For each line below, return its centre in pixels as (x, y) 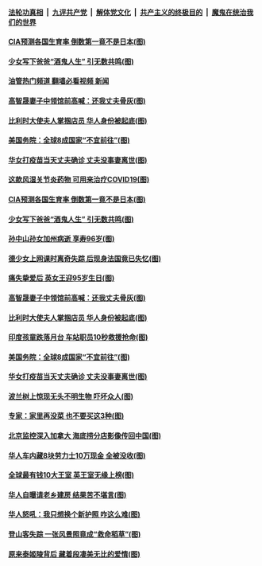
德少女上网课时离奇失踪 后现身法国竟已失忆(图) (85, 258)
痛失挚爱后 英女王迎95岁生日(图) (62, 278)
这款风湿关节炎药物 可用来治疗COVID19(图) (79, 180)
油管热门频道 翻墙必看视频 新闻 (59, 81)
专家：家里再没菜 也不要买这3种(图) (66, 416)
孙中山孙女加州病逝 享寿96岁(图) (62, 239)
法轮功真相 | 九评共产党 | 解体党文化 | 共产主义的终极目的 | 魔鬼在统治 (127, 12)
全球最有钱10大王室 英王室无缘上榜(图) (71, 475)
